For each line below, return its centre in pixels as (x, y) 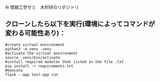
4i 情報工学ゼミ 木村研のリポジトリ (42, 7)
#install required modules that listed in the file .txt (65, 62)
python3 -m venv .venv (28, 49)
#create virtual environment (35, 45)
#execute (14, 70)
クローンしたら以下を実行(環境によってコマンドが (80, 24)
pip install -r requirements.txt (39, 66)
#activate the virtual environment (41, 53)
